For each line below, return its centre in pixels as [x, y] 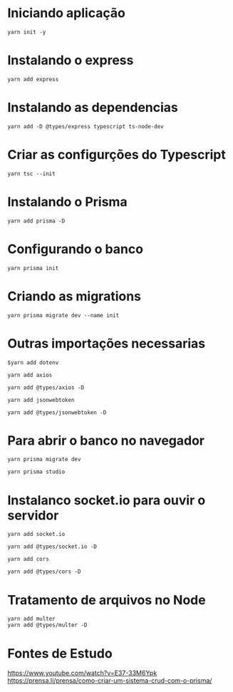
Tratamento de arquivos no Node [107, 600]
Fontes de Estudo [60, 653]
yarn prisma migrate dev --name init [63, 315]
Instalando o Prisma [67, 202]
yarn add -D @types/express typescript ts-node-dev [86, 126]
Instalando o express [71, 60]
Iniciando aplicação [67, 13]
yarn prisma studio [36, 472]
